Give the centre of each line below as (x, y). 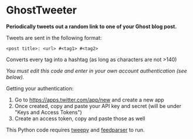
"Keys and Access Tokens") (48, 112)
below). (15, 77)
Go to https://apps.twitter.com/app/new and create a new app (89, 100)
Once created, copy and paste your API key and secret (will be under (98, 106)
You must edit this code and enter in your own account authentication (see (97, 70)
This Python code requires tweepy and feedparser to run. (75, 130)
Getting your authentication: (40, 88)
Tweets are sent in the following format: (54, 38)
